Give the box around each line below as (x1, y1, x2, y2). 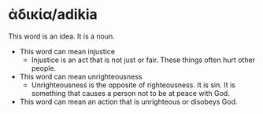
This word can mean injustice (19, 46, 116, 56)
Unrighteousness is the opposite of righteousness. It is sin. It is (31, 80, 236, 90)
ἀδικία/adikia (8, 6, 98, 24)
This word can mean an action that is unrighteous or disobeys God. (19, 97, 238, 106)
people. (31, 63, 57, 72)
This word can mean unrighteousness (19, 72, 143, 81)
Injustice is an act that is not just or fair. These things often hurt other (31, 55, 256, 64)
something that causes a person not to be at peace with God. (31, 88, 230, 97)
